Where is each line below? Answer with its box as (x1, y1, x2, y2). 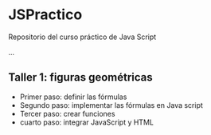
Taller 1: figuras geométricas (8, 70, 153, 85)
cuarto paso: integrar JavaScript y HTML (19, 117, 154, 127)
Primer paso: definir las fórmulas (19, 92, 127, 101)
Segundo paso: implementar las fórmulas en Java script (19, 100, 203, 109)
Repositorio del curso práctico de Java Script (8, 32, 157, 42)
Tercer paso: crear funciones (19, 109, 115, 118)
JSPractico (8, 6, 83, 24)
